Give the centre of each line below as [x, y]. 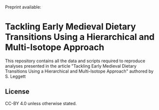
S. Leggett [15, 76]
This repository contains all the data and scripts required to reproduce [75, 61]
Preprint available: [23, 7]
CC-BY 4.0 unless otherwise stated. [41, 103]
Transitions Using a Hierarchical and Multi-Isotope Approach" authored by [79, 71]
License [17, 92]
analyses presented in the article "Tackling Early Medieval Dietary [71, 66]
